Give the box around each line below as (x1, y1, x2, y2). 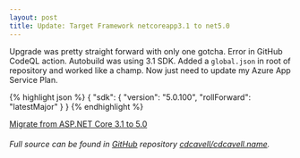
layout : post (9, 12, 58, 22)
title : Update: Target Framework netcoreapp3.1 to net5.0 (9, 21, 230, 30)
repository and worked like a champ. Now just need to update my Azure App (9, 64, 291, 76)
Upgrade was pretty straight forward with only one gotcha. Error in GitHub (9, 46, 284, 56)
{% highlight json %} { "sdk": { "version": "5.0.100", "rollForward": (9, 91, 252, 103)
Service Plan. (9, 74, 58, 85)
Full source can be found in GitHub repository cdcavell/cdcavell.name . (9, 139, 270, 150)
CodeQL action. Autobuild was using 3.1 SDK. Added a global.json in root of (9, 55, 291, 66)
